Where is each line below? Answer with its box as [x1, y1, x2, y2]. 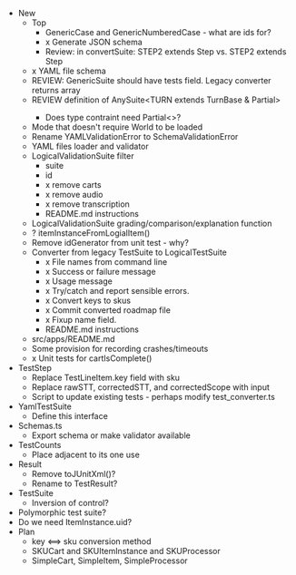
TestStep [17, 363, 53, 373]
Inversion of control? [31, 498, 109, 508]
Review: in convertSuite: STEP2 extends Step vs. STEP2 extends [44, 46, 287, 57]
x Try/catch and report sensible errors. [44, 286, 190, 296]
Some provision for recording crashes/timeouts [31, 344, 209, 354]
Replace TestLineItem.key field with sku [31, 372, 180, 383]
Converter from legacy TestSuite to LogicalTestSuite [31, 247, 227, 258]
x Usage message [44, 276, 113, 287]
